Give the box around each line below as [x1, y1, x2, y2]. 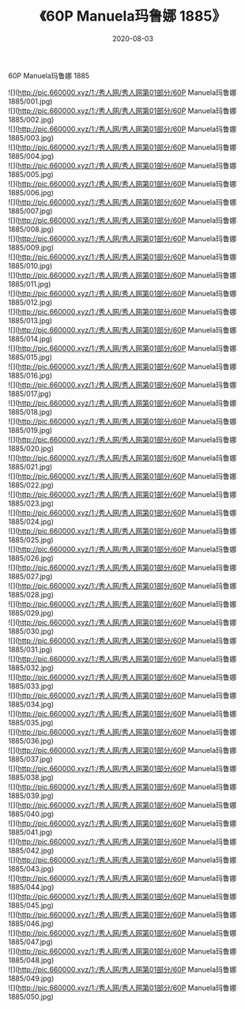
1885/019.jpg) [8, 425, 53, 435]
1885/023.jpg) [8, 499, 54, 508]
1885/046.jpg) [8, 918, 55, 928]
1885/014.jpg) [8, 333, 53, 344]
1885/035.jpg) [8, 717, 54, 727]
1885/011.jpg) [8, 279, 51, 288]
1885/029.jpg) [8, 608, 54, 617]
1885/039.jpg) [8, 791, 54, 800]
